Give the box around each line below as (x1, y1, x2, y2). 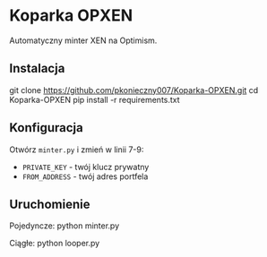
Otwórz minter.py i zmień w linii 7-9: (9, 144, 144, 155)
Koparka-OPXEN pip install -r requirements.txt (9, 94, 181, 105)
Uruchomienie (9, 196, 90, 211)
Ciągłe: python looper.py (9, 238, 100, 249)
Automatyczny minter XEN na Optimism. (9, 35, 158, 46)
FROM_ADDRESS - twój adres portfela (22, 171, 149, 182)
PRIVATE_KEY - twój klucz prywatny (22, 161, 150, 172)
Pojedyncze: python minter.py (9, 220, 120, 231)
